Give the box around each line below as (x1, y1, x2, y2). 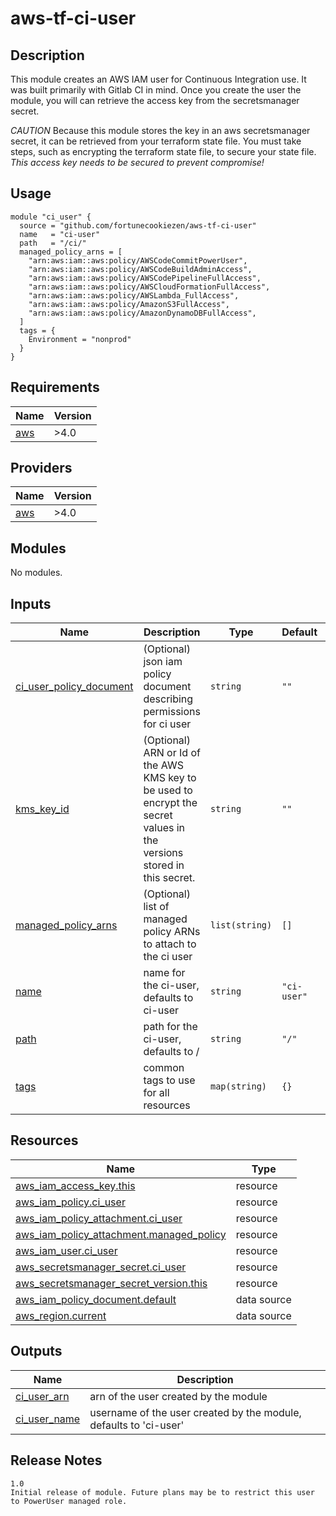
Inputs (10, 595, 52, 612)
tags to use (143, 1073, 196, 1087)
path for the (143, 1020, 198, 1034)
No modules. (10, 567, 63, 579)
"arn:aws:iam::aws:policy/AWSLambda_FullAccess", (28, 290, 240, 301)
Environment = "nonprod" (28, 334, 132, 344)
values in (143, 821, 186, 835)
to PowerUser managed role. (10, 1496, 128, 1506)
